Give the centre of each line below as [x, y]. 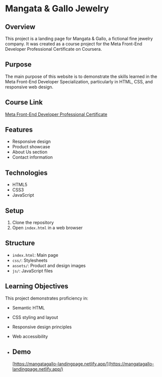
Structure [20, 243]
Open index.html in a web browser [47, 228]
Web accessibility [30, 336]
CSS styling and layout [35, 317]
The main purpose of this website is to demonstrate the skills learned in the [81, 76]
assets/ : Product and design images [49, 265]
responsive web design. [29, 87]
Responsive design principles [42, 327]
